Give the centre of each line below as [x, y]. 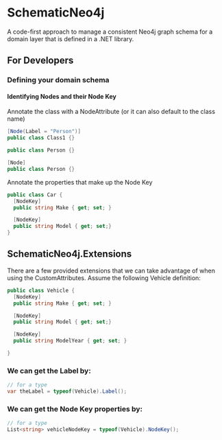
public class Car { [35, 195]
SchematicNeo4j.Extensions [70, 254]
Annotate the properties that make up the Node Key [80, 182]
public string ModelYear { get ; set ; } [70, 341]
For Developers [40, 61]
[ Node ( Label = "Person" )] [44, 132]
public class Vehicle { [41, 290]
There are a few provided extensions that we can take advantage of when [111, 270]
